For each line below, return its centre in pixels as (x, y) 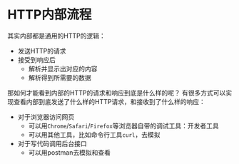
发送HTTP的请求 (42, 51)
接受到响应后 (36, 60)
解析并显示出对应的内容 (63, 68)
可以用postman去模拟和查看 (69, 152)
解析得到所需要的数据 (60, 77)
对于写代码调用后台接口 (52, 143)
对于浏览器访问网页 (46, 117)
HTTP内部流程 (50, 15)
